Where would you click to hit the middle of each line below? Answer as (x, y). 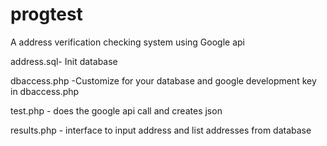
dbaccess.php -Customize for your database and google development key (163, 80)
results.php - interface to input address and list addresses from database (161, 130)
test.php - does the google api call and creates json (116, 110)
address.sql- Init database (64, 61)
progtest (46, 14)
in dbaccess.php (45, 91)
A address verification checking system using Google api (127, 42)
